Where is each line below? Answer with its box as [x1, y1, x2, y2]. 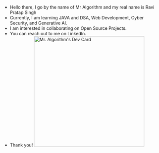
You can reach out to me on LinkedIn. [9, 31, 87, 36]
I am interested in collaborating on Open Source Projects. [9, 25, 127, 31]
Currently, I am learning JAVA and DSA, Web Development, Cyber [9, 15, 144, 20]
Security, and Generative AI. [9, 20, 68, 26]
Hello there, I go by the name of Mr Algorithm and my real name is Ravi [9, 4, 155, 10]
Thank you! [9, 142, 33, 148]
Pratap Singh [9, 9, 37, 15]
